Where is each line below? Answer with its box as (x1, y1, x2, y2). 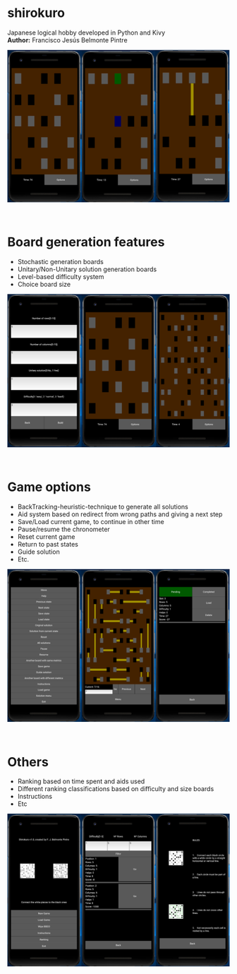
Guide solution (17, 547, 60, 556)
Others (7, 754, 49, 770)
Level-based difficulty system (17, 272, 104, 280)
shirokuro (7, 5, 66, 21)
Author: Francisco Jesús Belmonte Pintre (7, 35, 128, 44)
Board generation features (7, 234, 165, 250)
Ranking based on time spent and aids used (17, 777, 145, 785)
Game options (7, 479, 92, 495)
